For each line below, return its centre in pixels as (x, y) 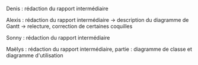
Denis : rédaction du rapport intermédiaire (57, 9)
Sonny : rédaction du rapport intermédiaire (58, 38)
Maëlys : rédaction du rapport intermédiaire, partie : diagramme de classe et (99, 49)
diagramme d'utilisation (35, 55)
